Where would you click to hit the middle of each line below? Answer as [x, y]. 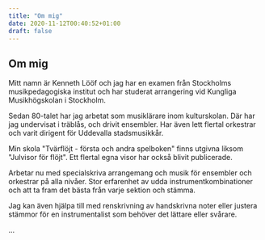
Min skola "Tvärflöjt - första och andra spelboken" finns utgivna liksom [126, 149]
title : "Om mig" [36, 16]
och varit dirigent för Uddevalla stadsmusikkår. [86, 133]
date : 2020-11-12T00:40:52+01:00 [65, 23]
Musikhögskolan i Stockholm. [57, 100]
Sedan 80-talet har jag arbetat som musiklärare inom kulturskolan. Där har [132, 116]
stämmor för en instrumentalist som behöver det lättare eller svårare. [123, 214]
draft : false [30, 31]
